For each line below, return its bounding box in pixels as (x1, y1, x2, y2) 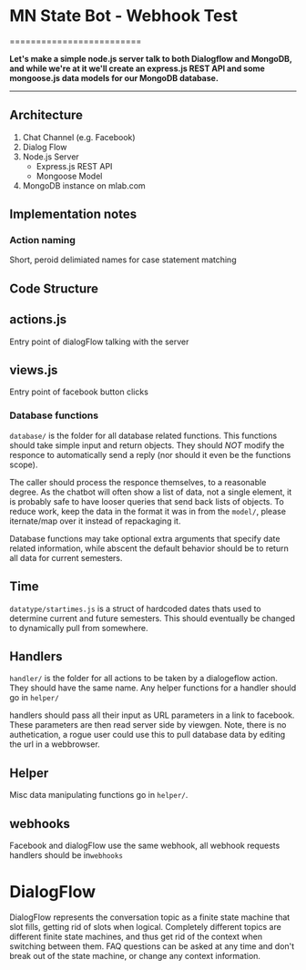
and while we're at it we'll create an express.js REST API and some (9, 63, 266, 74)
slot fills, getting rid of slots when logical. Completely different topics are (9, 921, 282, 932)
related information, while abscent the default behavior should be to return (9, 543, 289, 554)
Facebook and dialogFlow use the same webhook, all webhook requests (9, 840, 280, 851)
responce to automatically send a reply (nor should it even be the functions (9, 449, 291, 460)
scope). (9, 459, 38, 470)
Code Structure (9, 281, 98, 296)
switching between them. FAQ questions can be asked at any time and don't (9, 940, 295, 952)
